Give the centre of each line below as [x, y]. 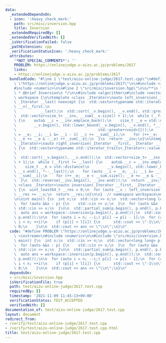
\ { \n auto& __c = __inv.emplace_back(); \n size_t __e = [81, 120]
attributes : [22, 56]
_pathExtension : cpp [31, 47]
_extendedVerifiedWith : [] [37, 38]
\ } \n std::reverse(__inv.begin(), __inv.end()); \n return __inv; [87, 181]
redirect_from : [21, 319]
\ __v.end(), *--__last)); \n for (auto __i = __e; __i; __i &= [84, 171]
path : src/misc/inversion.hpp [45, 24]
